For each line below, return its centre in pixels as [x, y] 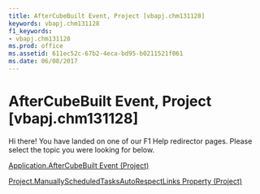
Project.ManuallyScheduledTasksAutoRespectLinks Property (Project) [125, 181]
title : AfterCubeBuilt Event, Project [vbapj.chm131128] [107, 16]
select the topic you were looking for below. [82, 149]
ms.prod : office [36, 46]
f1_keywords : [30, 31]
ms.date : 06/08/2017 [43, 62]
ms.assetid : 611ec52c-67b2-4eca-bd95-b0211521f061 [96, 54]
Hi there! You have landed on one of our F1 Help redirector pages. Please [130, 141]
